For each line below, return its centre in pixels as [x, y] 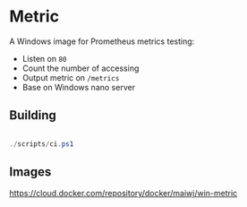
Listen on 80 [44, 58]
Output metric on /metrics [71, 77]
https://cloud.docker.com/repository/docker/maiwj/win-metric [123, 194]
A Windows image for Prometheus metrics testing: [102, 41]
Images [30, 172]
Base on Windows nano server [79, 87]
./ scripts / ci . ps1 [42, 144]
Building [33, 115]
